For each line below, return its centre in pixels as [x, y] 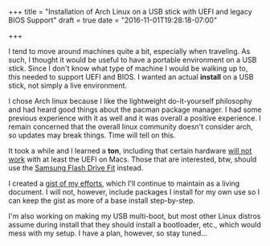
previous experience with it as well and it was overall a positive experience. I [135, 118]
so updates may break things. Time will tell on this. [92, 135]
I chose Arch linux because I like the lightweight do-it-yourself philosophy [131, 101]
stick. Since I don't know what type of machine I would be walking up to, [128, 68]
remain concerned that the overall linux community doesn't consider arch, [131, 127]
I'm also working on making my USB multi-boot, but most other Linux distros [135, 216]
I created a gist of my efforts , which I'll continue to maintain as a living [124, 183]
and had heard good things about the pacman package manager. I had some [135, 109]
